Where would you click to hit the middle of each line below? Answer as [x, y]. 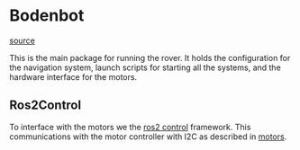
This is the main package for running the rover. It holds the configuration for [150, 57]
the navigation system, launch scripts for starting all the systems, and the [145, 67]
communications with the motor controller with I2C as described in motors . [148, 137]
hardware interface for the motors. [73, 76]
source [23, 40]
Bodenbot [47, 16]
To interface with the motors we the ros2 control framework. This [130, 127]
